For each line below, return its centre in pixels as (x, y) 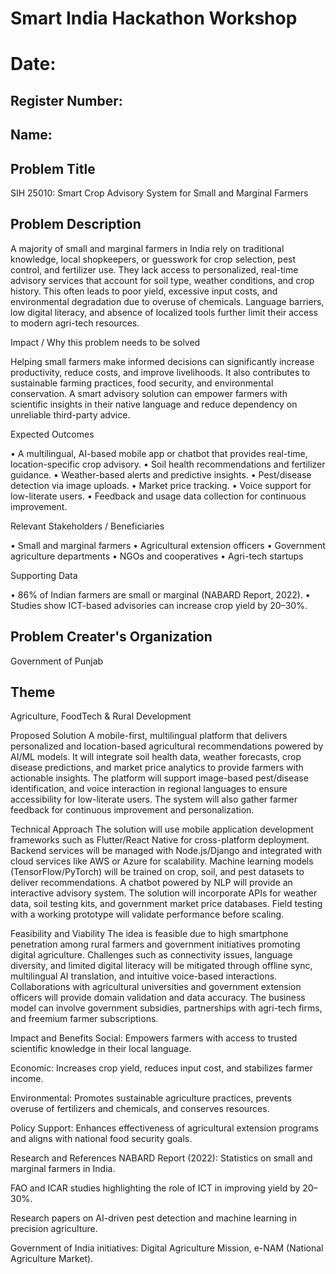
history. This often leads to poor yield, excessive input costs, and (144, 291)
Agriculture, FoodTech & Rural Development (101, 716)
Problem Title (53, 168)
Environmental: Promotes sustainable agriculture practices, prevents (151, 1098)
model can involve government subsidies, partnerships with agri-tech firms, (166, 1008)
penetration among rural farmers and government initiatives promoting (155, 944)
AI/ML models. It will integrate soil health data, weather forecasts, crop (156, 757)
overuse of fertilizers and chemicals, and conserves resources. (140, 1109)
